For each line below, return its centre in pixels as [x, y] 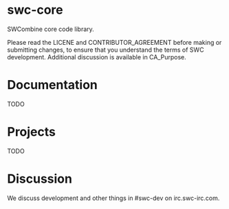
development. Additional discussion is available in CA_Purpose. [97, 57]
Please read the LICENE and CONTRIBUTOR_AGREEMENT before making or [115, 42]
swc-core [35, 10]
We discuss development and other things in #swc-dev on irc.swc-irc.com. [113, 198]
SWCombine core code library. [51, 29]
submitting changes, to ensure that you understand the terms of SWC [106, 50]
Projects [32, 132]
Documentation [53, 85]
